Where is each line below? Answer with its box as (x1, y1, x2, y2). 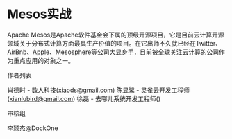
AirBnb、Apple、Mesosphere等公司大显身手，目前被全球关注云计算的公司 (7, 48, 219, 56)
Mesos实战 (7, 6, 72, 22)
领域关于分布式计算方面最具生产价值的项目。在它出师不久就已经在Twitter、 (7, 39, 222, 47)
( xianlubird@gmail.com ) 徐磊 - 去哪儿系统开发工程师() (7, 94, 161, 102)
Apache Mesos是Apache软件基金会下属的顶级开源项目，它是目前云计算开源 (7, 30, 224, 39)
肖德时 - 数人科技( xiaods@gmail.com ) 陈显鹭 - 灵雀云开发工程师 (7, 86, 190, 94)
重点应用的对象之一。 (13, 56, 74, 64)
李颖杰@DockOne (7, 124, 58, 132)
